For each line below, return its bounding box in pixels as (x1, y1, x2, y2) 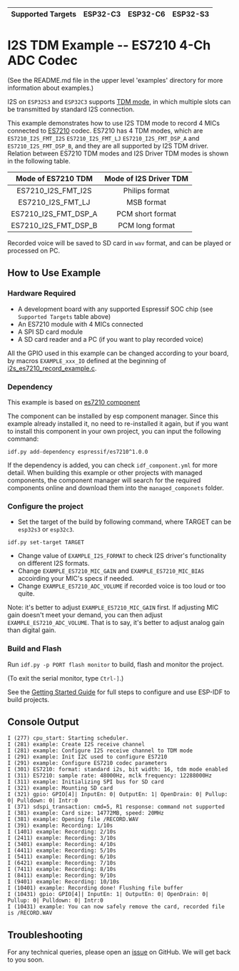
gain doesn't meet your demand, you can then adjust (7, 611, 163, 619)
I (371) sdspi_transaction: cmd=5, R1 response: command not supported (7, 803, 225, 810)
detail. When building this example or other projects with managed (7, 468, 203, 477)
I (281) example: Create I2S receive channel (7, 741, 145, 748)
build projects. (7, 695, 50, 703)
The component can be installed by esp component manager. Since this (7, 412, 219, 420)
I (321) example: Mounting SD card (7, 785, 113, 792)
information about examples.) (7, 83, 94, 92)
